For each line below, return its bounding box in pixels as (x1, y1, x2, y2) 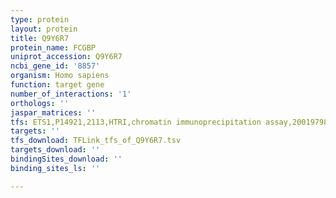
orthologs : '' (10, 98, 70, 108)
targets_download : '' (10, 145, 101, 155)
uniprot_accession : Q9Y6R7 (10, 52, 123, 62)
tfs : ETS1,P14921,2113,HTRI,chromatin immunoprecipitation (10, 117, 262, 127)
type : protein (10, 14, 70, 25)
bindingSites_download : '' (10, 154, 123, 164)
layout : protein (10, 24, 78, 34)
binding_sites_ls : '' (10, 163, 101, 173)
